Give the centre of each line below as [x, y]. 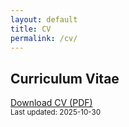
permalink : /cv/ [44, 38]
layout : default [44, 19]
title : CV [31, 29]
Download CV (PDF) [51, 103]
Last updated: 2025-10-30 [56, 112]
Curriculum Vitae [65, 78]
